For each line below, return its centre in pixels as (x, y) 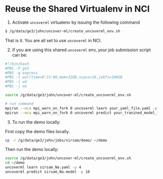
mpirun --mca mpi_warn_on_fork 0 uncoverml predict (58, 113)
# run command (19, 104)
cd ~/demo (15, 163)
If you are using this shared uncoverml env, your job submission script (81, 50)
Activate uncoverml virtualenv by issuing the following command (76, 22)
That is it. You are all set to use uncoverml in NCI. (53, 40)
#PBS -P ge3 (17, 68)
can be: (20, 55)
